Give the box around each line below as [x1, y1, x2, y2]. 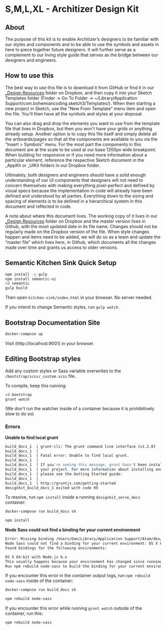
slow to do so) [5, 411, 34, 417]
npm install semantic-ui [5, 276, 56, 281]
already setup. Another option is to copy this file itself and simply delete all [5, 131, 157, 137]
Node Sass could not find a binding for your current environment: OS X [5, 541, 158, 546]
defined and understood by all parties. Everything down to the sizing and [5, 193, 154, 198]
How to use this [5, 72, 54, 80]
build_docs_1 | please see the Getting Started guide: [5, 472, 123, 476]
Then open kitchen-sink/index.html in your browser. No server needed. [5, 295, 153, 301]
